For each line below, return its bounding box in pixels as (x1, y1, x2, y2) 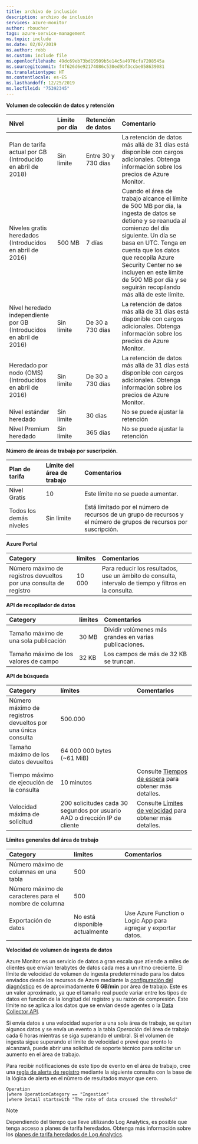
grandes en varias (104, 633, 154, 641)
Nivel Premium (9, 425, 49, 433)
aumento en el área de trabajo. (6, 1051, 81, 1058)
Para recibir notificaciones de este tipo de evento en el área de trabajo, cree (6, 1062, 191, 1069)
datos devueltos (9, 757, 54, 765)
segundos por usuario (60, 806, 121, 814)
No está (73, 912, 95, 921)
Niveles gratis (9, 224, 47, 232)
